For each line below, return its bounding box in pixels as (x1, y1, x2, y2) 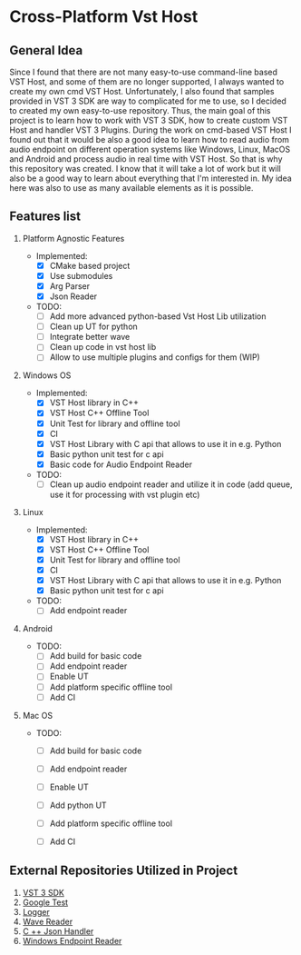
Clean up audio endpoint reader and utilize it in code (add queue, (49, 479, 293, 490)
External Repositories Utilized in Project (9, 863, 238, 879)
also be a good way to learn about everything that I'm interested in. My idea (9, 173, 292, 184)
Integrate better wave (49, 332, 131, 343)
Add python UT (49, 800, 107, 811)
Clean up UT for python (49, 321, 138, 333)
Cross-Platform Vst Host (9, 6, 199, 27)
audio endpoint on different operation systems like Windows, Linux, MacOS (9, 144, 291, 154)
